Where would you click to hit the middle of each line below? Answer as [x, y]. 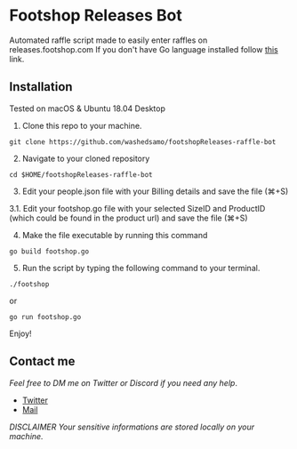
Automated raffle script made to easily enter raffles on [108, 40]
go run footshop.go [45, 317]
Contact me [42, 361]
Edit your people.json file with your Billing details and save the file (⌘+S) [155, 191]
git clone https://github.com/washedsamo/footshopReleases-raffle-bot [143, 142]
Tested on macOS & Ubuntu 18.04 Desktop [88, 108]
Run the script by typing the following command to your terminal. [141, 268]
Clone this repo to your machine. [82, 125]
